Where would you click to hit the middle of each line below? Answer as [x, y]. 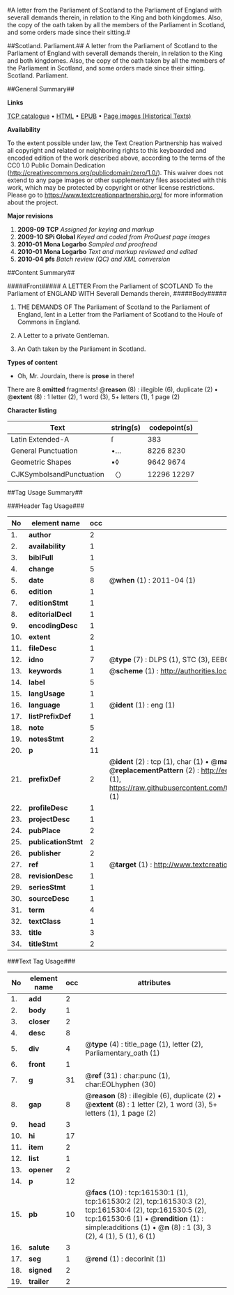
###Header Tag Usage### [46, 506]
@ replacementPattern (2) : [154, 770]
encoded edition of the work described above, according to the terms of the [116, 158]
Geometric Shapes [41, 462]
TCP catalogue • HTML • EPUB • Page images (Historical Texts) [99, 116]
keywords [46, 671]
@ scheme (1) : [134, 671]
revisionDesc [51, 876]
